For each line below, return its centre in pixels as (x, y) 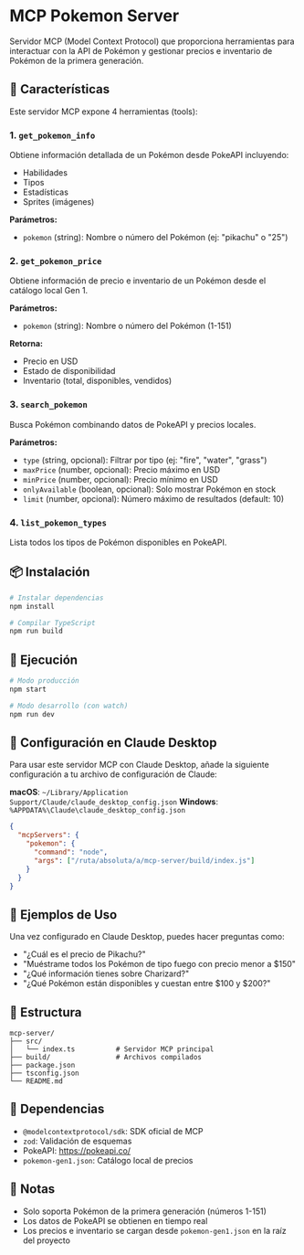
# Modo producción (44, 681)
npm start (28, 689)
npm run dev (32, 714)
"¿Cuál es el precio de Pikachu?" (84, 954)
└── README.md (37, 1081)
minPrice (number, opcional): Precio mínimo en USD (121, 479)
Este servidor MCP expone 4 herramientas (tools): (104, 112)
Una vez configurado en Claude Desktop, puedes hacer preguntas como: (147, 937)
